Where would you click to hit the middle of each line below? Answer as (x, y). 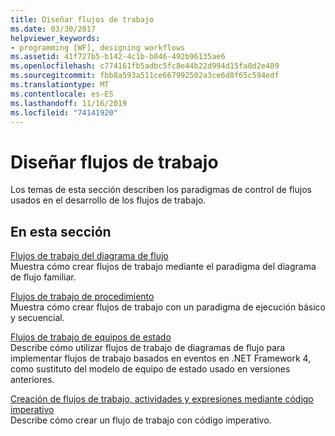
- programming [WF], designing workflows (98, 47)
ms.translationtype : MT (60, 85)
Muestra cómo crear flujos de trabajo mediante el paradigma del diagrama (163, 267)
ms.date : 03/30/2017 (53, 29)
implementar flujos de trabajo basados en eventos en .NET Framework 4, (161, 358)
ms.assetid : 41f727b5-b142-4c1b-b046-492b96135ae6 (118, 57)
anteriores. (32, 380)
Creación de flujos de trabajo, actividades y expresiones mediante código (162, 399)
